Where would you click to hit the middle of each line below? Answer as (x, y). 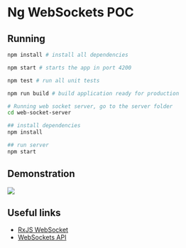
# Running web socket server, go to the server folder (90, 106)
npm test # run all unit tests (54, 80)
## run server (28, 145)
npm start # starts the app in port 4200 (70, 68)
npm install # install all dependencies (68, 55)
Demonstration (42, 174)
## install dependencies (44, 126)
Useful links (34, 213)
